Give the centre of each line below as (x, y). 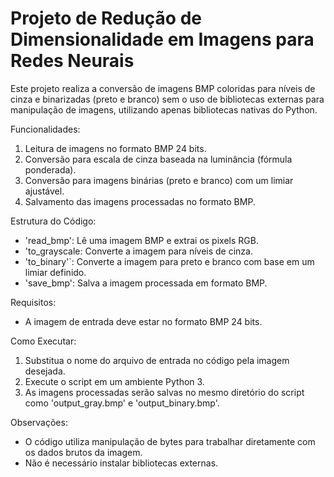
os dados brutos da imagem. (83, 452)
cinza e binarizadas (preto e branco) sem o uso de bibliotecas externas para (167, 99)
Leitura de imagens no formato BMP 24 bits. (115, 148)
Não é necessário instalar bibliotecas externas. (121, 463)
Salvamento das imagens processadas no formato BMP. (140, 201)
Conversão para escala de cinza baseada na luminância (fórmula (158, 159)
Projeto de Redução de (106, 18)
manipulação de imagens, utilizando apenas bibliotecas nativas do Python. (164, 109)
